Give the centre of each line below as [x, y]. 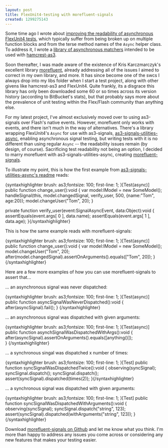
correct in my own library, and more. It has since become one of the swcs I [82, 76]
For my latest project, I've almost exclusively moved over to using [73, 117]
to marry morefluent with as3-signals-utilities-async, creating [69, 155]
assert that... [18, 277]
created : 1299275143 [27, 19]
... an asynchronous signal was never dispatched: [56, 287]
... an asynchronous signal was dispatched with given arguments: [73, 317]
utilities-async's [22, 175]
